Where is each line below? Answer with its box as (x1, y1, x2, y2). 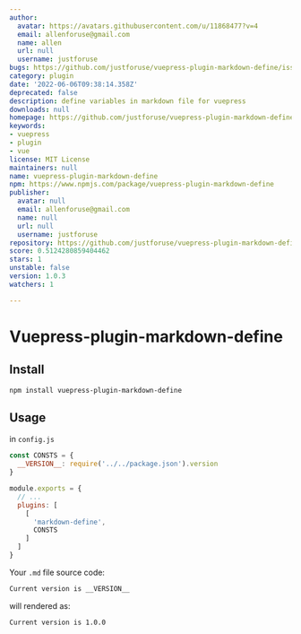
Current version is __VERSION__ (9, 584, 130, 593)
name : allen (17, 38, 63, 48)
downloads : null (9, 105, 70, 114)
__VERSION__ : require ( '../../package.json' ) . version (17, 459, 219, 469)
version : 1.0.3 (9, 272, 66, 281)
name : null (17, 213, 58, 222)
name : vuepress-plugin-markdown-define (9, 171, 159, 180)
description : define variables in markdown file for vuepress (9, 96, 246, 106)
